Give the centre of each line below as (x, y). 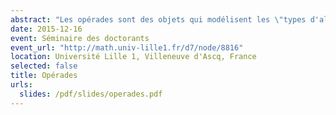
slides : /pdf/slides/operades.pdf (91, 94)
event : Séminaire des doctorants (80, 38)
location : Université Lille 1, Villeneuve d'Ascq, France (133, 57)
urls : (21, 85)
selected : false (44, 66)
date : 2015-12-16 (46, 29)
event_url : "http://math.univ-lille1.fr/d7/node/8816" (127, 47)
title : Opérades (44, 76)
